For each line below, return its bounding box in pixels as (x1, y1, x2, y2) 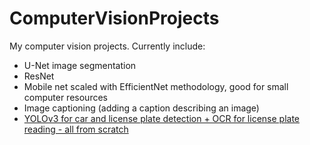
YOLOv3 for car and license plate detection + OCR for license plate (23, 112, 300, 124)
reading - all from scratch (23, 123, 129, 135)
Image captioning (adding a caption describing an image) (23, 102, 260, 114)
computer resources (23, 91, 108, 103)
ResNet (23, 70, 55, 82)
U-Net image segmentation (23, 59, 137, 71)
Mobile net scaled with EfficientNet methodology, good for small (23, 80, 289, 92)
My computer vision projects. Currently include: (9, 40, 206, 52)
